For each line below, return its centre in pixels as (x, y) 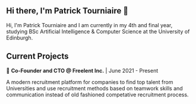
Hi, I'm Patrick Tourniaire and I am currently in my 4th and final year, (89, 25)
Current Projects (37, 56)
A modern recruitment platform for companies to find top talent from (90, 82)
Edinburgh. (20, 38)
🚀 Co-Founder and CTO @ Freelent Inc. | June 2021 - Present (82, 70)
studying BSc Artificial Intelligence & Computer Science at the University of (98, 31)
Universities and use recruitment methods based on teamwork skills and (94, 88)
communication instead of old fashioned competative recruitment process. (97, 95)
